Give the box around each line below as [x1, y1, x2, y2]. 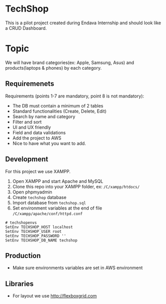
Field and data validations [12, 129, 66, 135]
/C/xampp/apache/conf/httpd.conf [12, 211, 83, 216]
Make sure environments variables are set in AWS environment [12, 265, 143, 271]
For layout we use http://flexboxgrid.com [12, 293, 97, 299]
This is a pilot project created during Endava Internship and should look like [5, 20, 161, 26]
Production [5, 251, 41, 260]
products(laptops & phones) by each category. [5, 65, 102, 71]
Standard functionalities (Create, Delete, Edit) [12, 108, 107, 114]
